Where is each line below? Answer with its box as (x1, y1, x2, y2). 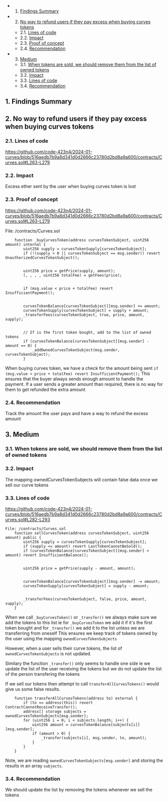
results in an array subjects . (5, 762, 63, 769)
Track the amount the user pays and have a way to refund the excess (5, 410, 148, 416)
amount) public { (5, 535, 42, 540)
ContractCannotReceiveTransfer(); (5, 705, 78, 710)
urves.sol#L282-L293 (5, 516, 50, 523)
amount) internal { (5, 242, 46, 247)
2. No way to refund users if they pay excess (5, 114, 147, 123)
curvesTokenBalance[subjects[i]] (70, 722, 140, 727)
